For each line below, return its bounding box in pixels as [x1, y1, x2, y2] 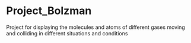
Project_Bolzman [6, 4, 92, 18]
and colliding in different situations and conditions [6, 29, 128, 37]
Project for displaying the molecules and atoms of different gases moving [6, 24, 185, 31]
